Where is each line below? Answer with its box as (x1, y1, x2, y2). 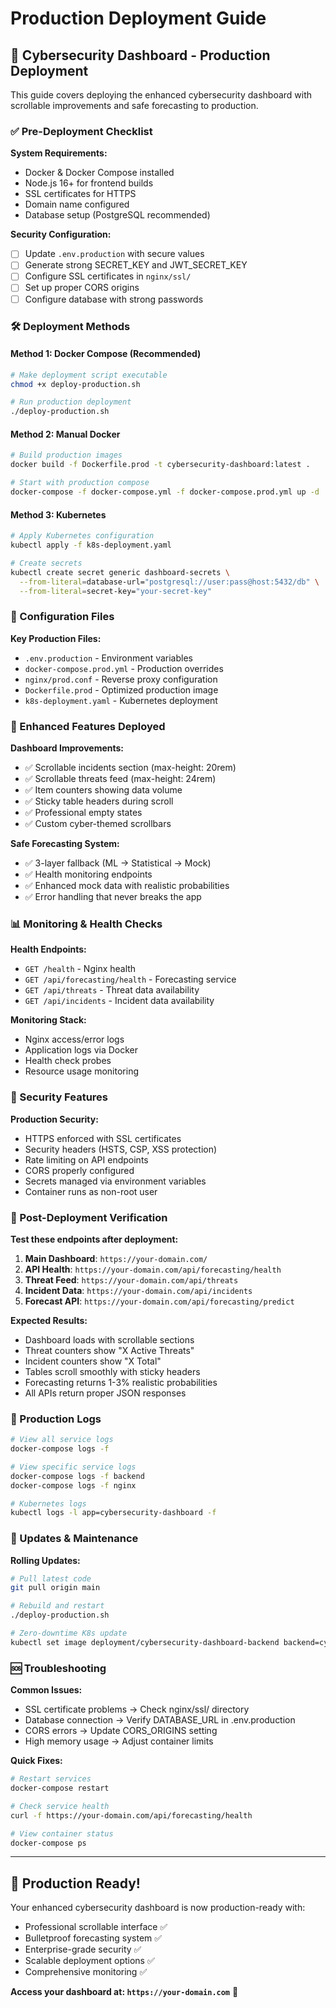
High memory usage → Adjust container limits (24, 1735, 214, 1747)
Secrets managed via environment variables (24, 1175, 207, 1187)
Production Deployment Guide (10, 7, 267, 30)
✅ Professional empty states (24, 806, 143, 818)
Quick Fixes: (10, 1755, 63, 1767)
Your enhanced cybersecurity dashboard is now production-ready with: (10, 1902, 306, 1914)
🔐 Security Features (10, 1090, 108, 1104)
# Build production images (10, 450, 123, 461)
